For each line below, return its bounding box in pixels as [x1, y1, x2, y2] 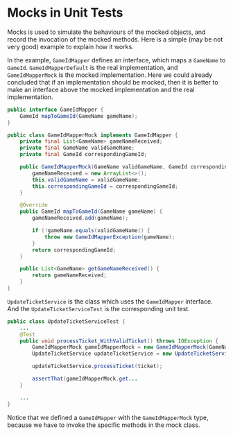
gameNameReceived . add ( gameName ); [32, 215, 129, 222]
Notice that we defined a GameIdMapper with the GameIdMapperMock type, [7, 413, 209, 421]
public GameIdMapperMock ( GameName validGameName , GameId [19, 164, 188, 171]
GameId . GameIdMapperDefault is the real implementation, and [7, 63, 178, 71]
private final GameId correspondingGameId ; [19, 151, 148, 158]
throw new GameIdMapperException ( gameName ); [44, 234, 175, 241]
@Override [19, 202, 49, 209]
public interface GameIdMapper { [7, 106, 104, 113]
